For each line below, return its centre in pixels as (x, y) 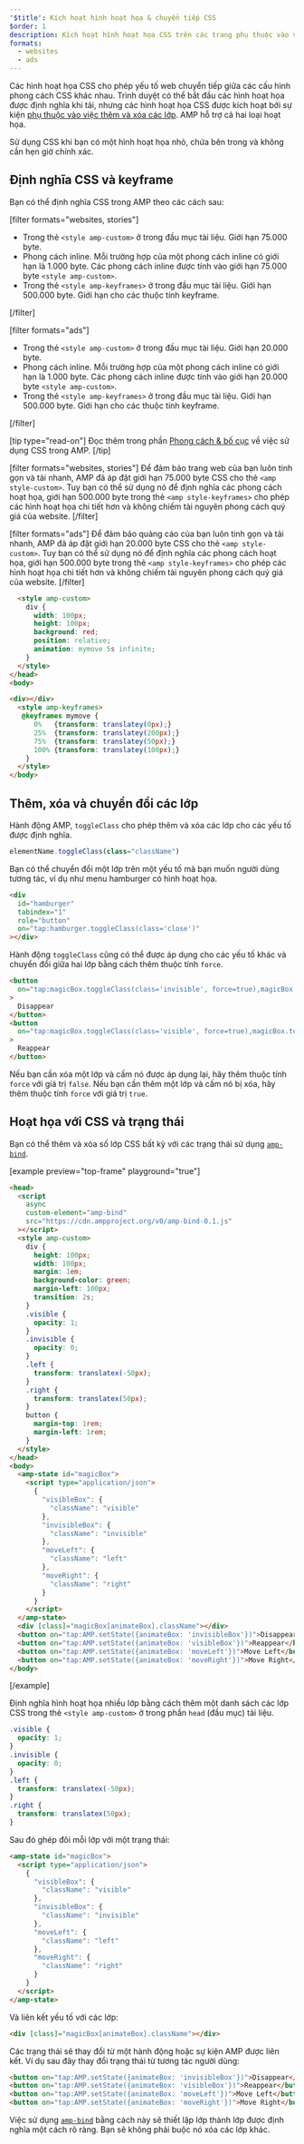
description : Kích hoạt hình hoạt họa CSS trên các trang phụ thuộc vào (149, 34)
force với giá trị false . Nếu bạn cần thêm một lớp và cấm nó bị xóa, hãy (142, 1083)
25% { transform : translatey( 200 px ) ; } (106, 733)
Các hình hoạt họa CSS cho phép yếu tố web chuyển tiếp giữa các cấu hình (150, 86)
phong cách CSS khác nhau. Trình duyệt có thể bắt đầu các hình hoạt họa (147, 95)
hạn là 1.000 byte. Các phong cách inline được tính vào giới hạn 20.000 (155, 377)
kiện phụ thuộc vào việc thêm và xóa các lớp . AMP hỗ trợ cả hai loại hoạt (145, 115)
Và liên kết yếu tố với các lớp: (64, 2017)
